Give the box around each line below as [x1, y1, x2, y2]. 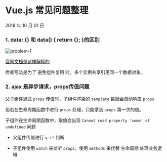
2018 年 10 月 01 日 [5, 22, 45, 28]
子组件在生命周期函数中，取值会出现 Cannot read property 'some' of [5, 117, 150, 123]
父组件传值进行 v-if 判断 [12, 134, 65, 140]
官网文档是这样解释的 [5, 59, 50, 65]
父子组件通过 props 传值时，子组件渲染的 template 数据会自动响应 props [5, 96, 154, 102]
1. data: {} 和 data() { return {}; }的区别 [5, 36, 100, 43]
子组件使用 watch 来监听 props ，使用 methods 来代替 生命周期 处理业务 [12, 145, 158, 151]
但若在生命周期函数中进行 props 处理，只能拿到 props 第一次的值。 [5, 106, 144, 112]
